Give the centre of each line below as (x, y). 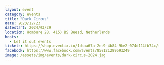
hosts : (12, 37)
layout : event (20, 10)
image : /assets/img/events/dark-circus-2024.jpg (55, 55)
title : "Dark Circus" (27, 19)
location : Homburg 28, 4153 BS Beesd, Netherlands (58, 32)
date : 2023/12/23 (23, 23)
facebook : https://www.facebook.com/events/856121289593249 (68, 50)
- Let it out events (30, 42)
